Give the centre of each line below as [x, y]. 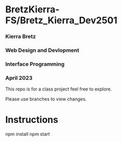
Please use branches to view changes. [46, 99]
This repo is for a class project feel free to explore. [58, 89]
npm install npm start [28, 134]
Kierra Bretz [21, 37]
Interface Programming [35, 64]
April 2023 [19, 78]
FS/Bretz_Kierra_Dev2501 [62, 20]
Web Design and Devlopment [42, 50]
